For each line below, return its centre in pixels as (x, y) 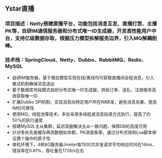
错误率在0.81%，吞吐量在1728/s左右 (48, 150)
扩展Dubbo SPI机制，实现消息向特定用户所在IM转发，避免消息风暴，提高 (84, 102)
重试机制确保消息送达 (33, 84)
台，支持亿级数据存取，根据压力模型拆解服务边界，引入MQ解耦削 (81, 38)
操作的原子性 (38, 138)
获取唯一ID (27, 96)
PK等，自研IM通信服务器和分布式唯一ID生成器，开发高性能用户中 (81, 31)
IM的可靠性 (23, 108)
